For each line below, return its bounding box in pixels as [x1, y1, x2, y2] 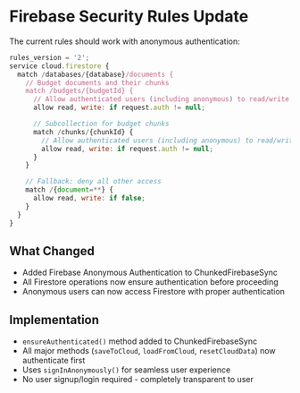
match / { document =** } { [25, 185, 114, 194]
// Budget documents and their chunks [25, 78, 170, 87]
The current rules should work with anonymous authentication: [9, 36, 240, 47]
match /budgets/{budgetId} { [25, 87, 134, 96]
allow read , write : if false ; [32, 194, 146, 203]
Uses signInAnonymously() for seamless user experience [21, 364, 231, 375]
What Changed [9, 243, 96, 259]
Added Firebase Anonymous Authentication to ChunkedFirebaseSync [21, 267, 279, 278]
